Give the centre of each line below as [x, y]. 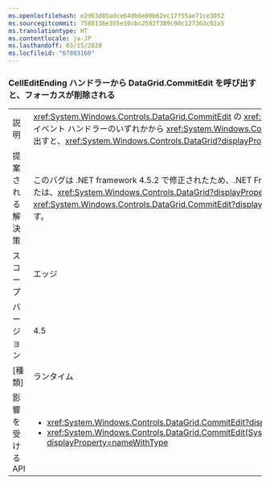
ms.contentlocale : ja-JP [50, 38]
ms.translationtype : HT [48, 31]
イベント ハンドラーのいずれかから [99, 129]
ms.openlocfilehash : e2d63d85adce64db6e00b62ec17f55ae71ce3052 [117, 16]
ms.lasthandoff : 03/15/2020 [55, 46]
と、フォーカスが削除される [62, 95]
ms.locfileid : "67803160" [51, 53]
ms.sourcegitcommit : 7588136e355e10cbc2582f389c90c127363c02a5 [117, 23]
